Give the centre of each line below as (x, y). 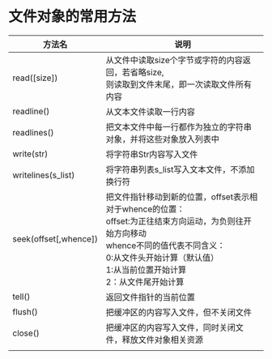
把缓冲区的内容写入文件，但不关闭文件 (179, 312)
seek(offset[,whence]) (55, 238)
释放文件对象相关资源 (163, 340)
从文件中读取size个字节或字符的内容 (174, 60)
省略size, (147, 72)
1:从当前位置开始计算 (146, 270)
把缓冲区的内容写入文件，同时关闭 (171, 327)
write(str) (30, 153)
